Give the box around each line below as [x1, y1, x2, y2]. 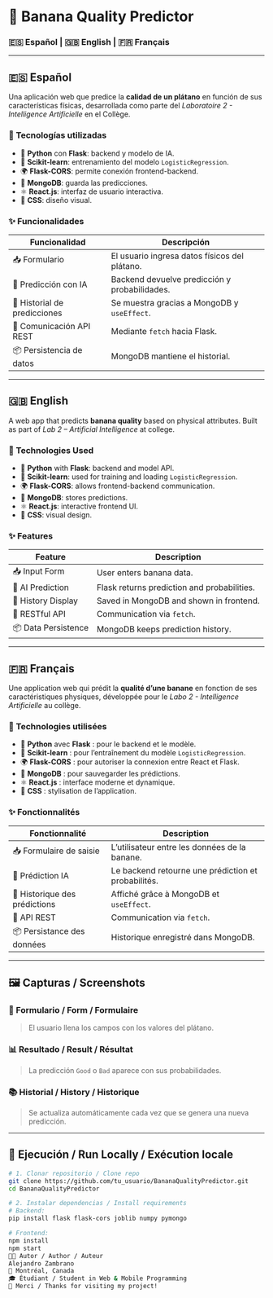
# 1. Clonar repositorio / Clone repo [8, 1169, 140, 1177]
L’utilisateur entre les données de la [110, 841, 246, 852]
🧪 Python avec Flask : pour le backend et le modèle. [19, 739, 197, 749]
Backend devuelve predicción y [110, 273, 232, 284]
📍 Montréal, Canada [8, 1267, 75, 1275]
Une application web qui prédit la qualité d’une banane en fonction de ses [8, 684, 258, 693]
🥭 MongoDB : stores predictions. [19, 493, 128, 502]
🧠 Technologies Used [8, 444, 94, 455]
